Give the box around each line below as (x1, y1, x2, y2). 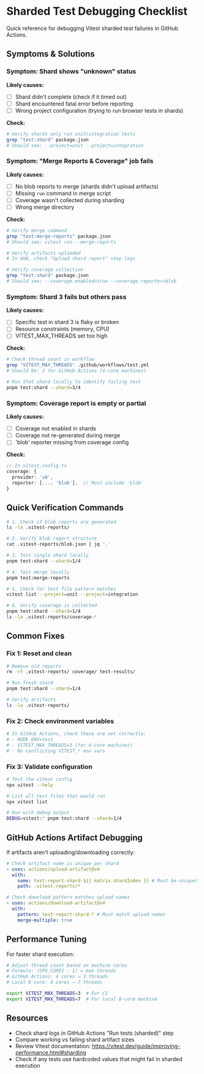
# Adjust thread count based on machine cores (6, 962, 127, 969)
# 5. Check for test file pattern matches (6, 586, 116, 592)
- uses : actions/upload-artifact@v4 (6, 866, 100, 872)
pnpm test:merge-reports (6, 575, 70, 581)
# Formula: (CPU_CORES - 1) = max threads (6, 968, 116, 974)
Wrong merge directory (15, 203, 75, 211)
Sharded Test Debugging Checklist (6, 4, 188, 18)
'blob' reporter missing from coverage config (15, 439, 129, 446)
